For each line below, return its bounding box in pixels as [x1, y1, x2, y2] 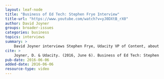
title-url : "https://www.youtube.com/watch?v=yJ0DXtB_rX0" [5, 16, 129, 21]
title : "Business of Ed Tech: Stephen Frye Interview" [5, 12, 120, 17]
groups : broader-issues [5, 26, 54, 30]
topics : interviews [5, 35, 45, 40]
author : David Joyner [5, 21, 50, 26]
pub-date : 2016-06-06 [5, 57, 50, 62]
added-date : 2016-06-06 [5, 62, 54, 67]
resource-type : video [5, 67, 50, 72]
